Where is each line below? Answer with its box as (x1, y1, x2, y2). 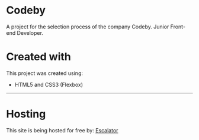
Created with (6, 50, 71, 64)
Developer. (17, 29, 43, 36)
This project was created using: (6, 69, 84, 77)
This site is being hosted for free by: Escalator (6, 126, 118, 134)
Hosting (6, 108, 46, 121)
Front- (170, 23, 185, 30)
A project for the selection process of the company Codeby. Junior (6, 23, 169, 30)
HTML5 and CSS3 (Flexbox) (14, 81, 84, 88)
